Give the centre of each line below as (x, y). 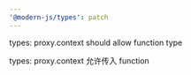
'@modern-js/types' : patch (59, 17)
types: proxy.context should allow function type (96, 42)
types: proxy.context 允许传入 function (80, 60)
